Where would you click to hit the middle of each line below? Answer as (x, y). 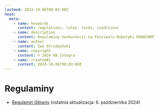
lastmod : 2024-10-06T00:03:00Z (37, 10)
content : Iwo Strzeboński (44, 46)
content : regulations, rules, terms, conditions (68, 28)
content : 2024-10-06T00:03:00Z (50, 64)
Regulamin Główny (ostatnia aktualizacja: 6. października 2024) (76, 102)
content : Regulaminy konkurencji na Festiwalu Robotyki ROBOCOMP (86, 37)
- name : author (29, 42)
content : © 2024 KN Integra (46, 55)
